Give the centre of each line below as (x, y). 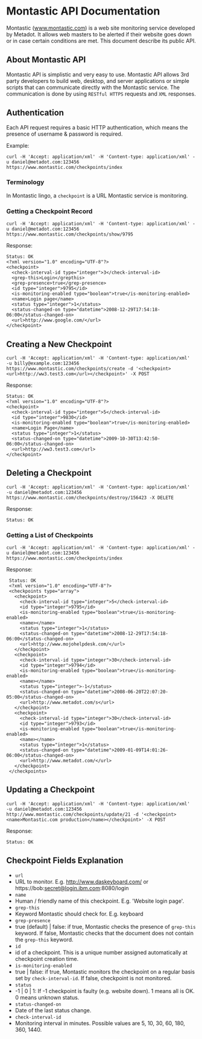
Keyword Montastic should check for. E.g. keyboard (79, 914)
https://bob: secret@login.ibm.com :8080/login (72, 888)
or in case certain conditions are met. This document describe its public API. (101, 41)
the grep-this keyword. (44, 939)
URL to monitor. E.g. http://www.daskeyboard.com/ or (82, 882)
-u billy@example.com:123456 (43, 363)
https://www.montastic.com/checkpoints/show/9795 (70, 234)
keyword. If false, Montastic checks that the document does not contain (104, 933)
